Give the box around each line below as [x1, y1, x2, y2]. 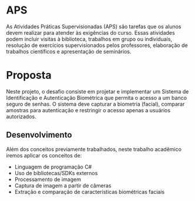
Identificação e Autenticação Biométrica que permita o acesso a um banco [6, 94, 187, 101]
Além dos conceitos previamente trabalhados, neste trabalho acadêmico [6, 145, 182, 153]
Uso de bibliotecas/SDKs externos [14, 169, 98, 176]
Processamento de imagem [14, 176, 81, 183]
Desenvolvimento [6, 130, 72, 140]
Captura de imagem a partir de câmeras [14, 182, 112, 189]
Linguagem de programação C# [14, 163, 92, 170]
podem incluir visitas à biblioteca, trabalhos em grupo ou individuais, [6, 35, 172, 42]
